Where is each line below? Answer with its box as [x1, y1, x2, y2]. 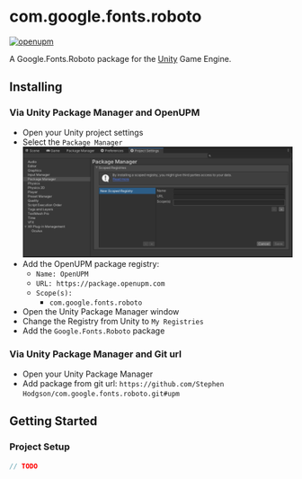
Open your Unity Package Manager [22, 368, 154, 379]
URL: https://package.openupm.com [35, 279, 165, 288]
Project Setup [9, 440, 70, 453]
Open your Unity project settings [22, 127, 144, 137]
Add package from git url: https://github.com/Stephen [22, 377, 225, 388]
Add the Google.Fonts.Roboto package [22, 325, 165, 336]
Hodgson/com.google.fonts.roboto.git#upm [22, 389, 180, 398]
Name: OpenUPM [35, 270, 89, 279]
